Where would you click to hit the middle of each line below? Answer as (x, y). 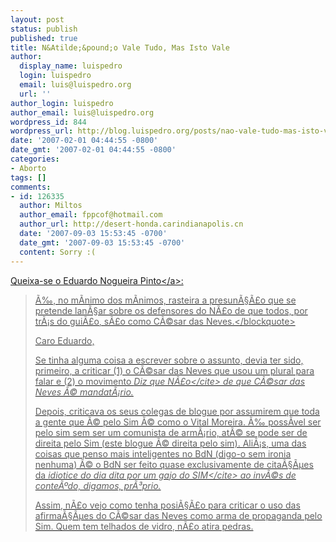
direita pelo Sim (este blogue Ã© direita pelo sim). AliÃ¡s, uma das (170, 443)
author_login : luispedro (62, 103)
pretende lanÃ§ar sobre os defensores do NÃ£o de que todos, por (171, 310)
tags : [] (28, 177)
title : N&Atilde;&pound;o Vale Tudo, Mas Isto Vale (120, 47)
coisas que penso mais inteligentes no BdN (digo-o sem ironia (163, 453)
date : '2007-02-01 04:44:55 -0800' (84, 141)
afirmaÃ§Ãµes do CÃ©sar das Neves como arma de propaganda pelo (178, 515)
